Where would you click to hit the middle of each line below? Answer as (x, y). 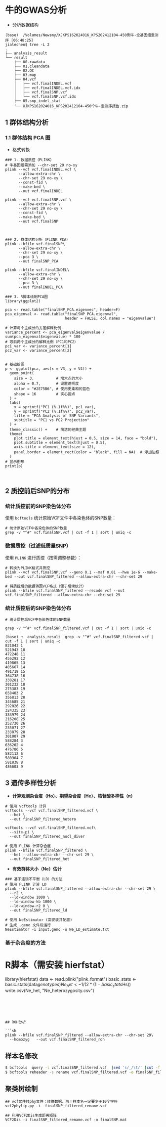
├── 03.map (25, 75)
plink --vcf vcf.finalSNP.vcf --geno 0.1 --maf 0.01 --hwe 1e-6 (73, 572)
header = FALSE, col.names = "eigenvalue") (110, 318)
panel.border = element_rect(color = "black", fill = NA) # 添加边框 (87, 452)
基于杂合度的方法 (25, 943)
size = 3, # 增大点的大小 (48, 378)
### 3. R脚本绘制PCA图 (27, 297)
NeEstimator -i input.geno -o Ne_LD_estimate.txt (57, 929)
